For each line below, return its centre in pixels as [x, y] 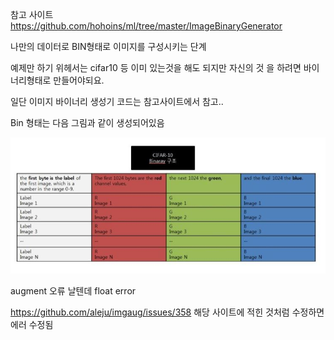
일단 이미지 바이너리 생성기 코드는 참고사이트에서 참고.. [117, 101]
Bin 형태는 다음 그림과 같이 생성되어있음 [87, 122]
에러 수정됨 [32, 325]
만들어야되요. [79, 80]
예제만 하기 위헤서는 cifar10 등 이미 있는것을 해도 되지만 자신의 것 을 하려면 [156, 67]
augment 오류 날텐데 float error [73, 291]
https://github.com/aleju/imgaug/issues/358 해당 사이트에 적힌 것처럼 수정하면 [167, 312]
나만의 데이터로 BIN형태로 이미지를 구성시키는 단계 [108, 46]
